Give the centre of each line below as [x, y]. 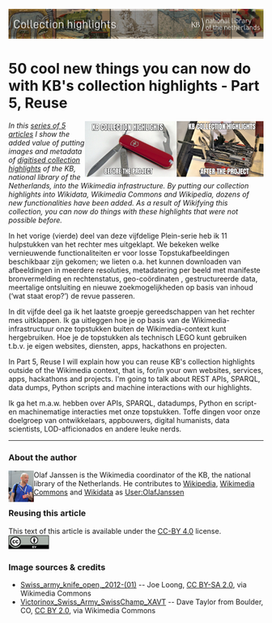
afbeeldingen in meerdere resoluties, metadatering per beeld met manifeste [134, 270]
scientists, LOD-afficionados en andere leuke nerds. [95, 429]
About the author [43, 457]
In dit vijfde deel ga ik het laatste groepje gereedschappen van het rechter [132, 311]
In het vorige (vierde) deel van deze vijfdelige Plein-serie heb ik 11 [118, 236]
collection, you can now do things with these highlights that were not [123, 212]
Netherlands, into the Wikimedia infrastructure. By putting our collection [129, 186]
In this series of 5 [37, 125]
